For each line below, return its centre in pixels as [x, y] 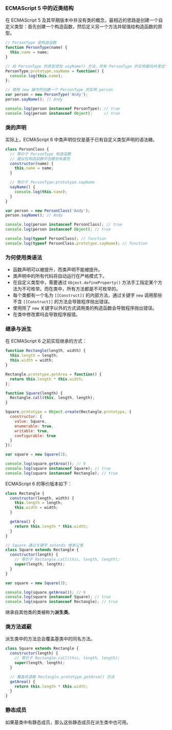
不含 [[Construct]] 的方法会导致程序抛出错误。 [62, 302]
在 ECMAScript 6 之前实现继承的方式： [46, 341]
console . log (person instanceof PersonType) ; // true [63, 109]
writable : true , [32, 431]
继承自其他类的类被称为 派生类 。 [39, 612]
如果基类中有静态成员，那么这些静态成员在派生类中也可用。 [68, 722]
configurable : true [35, 436]
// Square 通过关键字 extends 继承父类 [44, 545]
